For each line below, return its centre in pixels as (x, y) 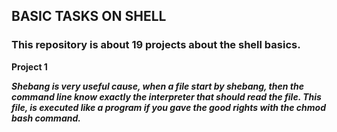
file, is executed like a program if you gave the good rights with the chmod (168, 107)
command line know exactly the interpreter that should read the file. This (166, 96)
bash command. (46, 118)
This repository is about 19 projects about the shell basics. (156, 45)
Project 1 (29, 66)
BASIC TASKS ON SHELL (89, 16)
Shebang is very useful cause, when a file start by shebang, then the (157, 86)
